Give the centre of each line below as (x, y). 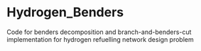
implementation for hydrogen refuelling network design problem (100, 39)
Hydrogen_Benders (65, 12)
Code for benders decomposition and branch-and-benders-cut (99, 32)
